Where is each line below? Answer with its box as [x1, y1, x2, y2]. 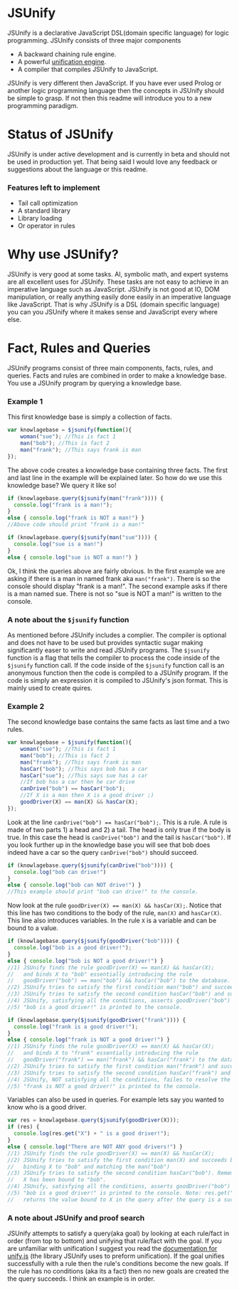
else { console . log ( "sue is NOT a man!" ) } [7, 553, 139, 561]
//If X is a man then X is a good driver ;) [20, 791, 154, 799]
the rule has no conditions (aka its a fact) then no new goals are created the [7, 1267, 229, 1276]
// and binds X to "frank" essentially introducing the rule [7, 1050, 199, 1057]
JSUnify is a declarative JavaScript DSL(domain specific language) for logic [7, 28, 230, 37]
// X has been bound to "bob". [7, 1176, 107, 1183]
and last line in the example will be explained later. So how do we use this [7, 473, 223, 481]
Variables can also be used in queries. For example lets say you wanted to [7, 1095, 224, 1104]
